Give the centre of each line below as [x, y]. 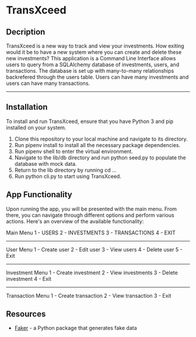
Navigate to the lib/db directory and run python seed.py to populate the [100, 157]
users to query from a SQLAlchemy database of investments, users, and [93, 64]
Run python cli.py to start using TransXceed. [68, 176]
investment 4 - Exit [29, 278]
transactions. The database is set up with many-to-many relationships [90, 71]
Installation [27, 107]
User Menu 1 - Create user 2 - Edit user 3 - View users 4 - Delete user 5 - [94, 249]
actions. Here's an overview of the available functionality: [75, 221]
